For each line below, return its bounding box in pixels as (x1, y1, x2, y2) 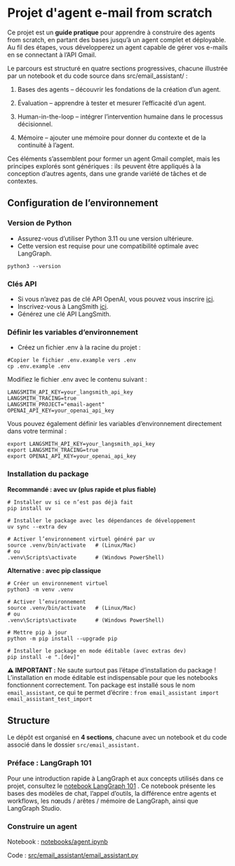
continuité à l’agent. (17, 140, 75, 149)
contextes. (7, 177, 38, 185)
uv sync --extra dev (7, 523, 68, 531)
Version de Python (7, 218, 72, 228)
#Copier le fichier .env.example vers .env (7, 357, 137, 364)
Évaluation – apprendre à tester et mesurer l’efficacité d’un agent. (17, 98, 207, 107)
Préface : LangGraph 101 (7, 758, 92, 768)
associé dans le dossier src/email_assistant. (7, 740, 140, 749)
